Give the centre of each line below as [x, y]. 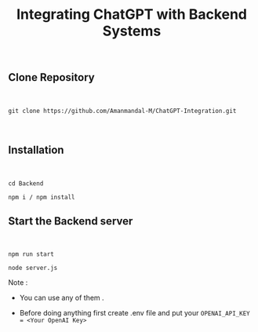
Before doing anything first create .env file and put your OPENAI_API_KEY [134, 313]
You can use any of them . [62, 298]
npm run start [31, 254]
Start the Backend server [71, 221]
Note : [18, 283]
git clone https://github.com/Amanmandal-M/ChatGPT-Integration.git [122, 111]
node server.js [33, 268]
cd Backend [26, 183]
